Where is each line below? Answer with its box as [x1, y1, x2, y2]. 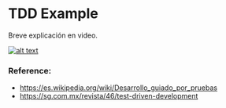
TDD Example [8, 5, 98, 23]
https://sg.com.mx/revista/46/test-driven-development [19, 92, 198, 101]
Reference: [8, 65, 52, 76]
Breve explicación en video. [8, 31, 98, 40]
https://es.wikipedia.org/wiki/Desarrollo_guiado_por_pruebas [19, 83, 218, 92]
